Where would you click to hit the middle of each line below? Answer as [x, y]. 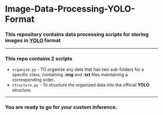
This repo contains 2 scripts [39, 59]
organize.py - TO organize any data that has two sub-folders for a [78, 69]
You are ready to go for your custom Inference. [61, 107]
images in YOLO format [33, 41]
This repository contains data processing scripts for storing [77, 34]
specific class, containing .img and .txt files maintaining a [70, 74]
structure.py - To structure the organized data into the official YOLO [81, 85]
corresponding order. [33, 80]
